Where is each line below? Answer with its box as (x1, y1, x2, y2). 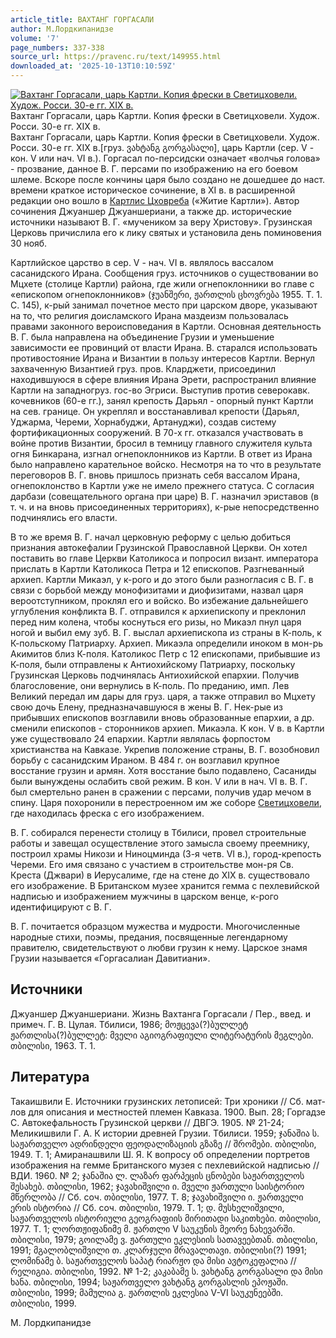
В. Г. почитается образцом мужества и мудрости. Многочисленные (10, 921, 301, 932)
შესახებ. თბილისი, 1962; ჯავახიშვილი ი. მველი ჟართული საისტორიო (10, 1180, 305, 1192)
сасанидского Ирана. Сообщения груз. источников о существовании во (10, 267, 319, 279)
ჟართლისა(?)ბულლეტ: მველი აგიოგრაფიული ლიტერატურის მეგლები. (10, 1029, 314, 1041)
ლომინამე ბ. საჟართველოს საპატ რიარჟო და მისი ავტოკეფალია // (10, 1254, 297, 1266)
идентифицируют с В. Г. (10, 901, 112, 913)
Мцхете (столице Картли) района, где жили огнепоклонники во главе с (10, 278, 315, 290)
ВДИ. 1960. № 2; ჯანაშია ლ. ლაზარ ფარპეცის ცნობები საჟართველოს (10, 1169, 305, 1181)
